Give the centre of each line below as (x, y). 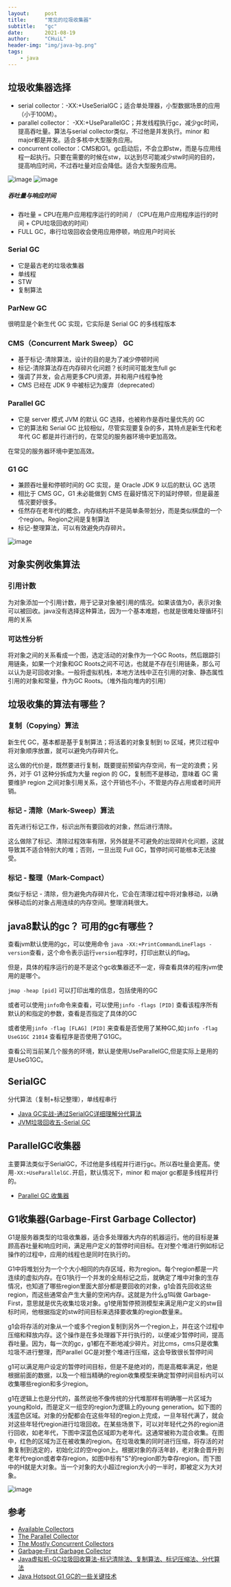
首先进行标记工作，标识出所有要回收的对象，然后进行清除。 (92, 826)
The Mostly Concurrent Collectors (66, 1544)
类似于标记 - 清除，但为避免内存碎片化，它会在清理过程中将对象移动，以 (110, 894)
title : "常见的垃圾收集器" (50, 20)
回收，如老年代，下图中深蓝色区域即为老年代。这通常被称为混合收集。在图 (119, 1432)
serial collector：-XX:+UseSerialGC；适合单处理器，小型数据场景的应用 (119, 105)
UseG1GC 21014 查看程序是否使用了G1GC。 (66, 1037)
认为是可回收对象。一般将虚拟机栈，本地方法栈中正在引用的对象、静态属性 (119, 672)
